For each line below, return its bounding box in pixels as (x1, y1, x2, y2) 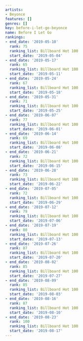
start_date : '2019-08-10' (9, 310, 63, 315)
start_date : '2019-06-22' (9, 182, 63, 187)
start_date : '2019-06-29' (9, 200, 63, 205)
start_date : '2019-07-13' (9, 236, 63, 242)
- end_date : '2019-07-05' (5, 186, 58, 191)
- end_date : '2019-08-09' (5, 278, 58, 283)
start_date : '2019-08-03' (9, 292, 63, 297)
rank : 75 (9, 44, 28, 49)
